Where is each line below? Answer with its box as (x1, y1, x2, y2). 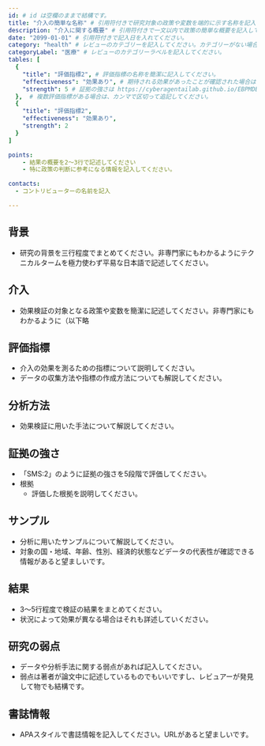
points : (8, 151, 34, 159)
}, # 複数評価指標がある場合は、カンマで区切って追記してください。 (15, 93, 212, 100)
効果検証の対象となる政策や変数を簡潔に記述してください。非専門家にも (19, 305, 255, 315)
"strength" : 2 (22, 122, 69, 130)
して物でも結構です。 (19, 682, 88, 691)
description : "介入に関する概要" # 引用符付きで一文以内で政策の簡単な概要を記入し (8, 26, 254, 34)
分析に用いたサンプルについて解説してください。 (19, 536, 179, 546)
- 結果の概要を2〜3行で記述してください (22, 158, 136, 166)
